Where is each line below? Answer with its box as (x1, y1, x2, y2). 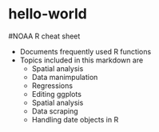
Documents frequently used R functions (19, 46, 152, 56)
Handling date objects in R (31, 114, 119, 124)
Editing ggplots (31, 89, 82, 98)
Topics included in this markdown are (19, 55, 144, 65)
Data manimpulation (31, 72, 98, 82)
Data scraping (31, 106, 78, 116)
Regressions (31, 81, 74, 90)
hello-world (8, 5, 88, 23)
